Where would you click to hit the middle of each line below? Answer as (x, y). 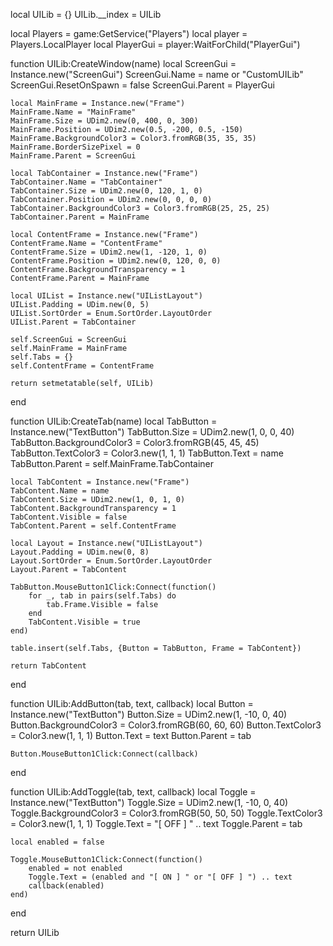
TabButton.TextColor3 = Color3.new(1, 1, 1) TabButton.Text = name (147, 453)
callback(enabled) (66, 886)
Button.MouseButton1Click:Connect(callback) (104, 754)
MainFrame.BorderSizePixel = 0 (75, 147)
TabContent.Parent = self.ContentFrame (93, 526)
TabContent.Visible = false (69, 517)
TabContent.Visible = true (84, 622)
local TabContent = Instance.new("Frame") (100, 482)
